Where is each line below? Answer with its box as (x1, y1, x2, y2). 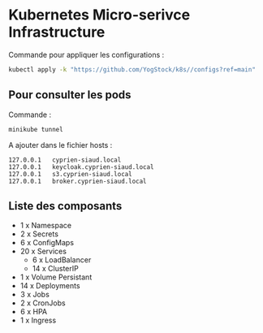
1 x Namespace (19, 221, 71, 231)
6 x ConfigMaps (19, 238, 75, 248)
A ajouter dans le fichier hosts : (8, 140, 113, 149)
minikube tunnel (8, 125, 63, 133)
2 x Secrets (19, 229, 59, 239)
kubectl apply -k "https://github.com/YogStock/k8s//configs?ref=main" (8, 65, 256, 74)
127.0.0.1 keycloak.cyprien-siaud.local (8, 162, 154, 171)
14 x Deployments (19, 281, 80, 291)
